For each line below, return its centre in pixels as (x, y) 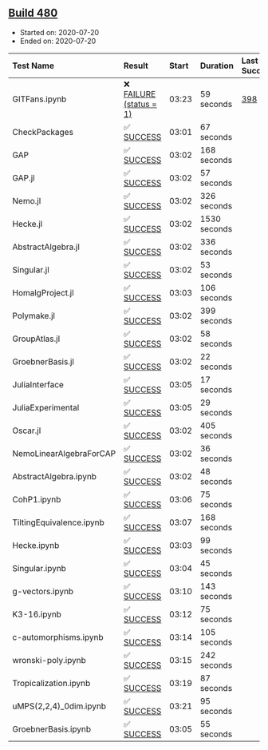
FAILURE (140, 93)
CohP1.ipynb (37, 499)
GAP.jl (24, 177)
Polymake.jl (34, 315)
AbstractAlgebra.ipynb (55, 476)
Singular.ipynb (39, 568)
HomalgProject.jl (43, 292)
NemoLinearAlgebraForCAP (64, 453)
